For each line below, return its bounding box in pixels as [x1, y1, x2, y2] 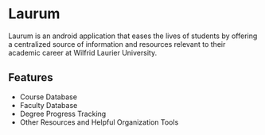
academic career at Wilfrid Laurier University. [8, 48, 158, 57]
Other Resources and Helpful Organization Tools [19, 117, 179, 127]
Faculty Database [19, 100, 78, 110]
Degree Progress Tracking [19, 109, 107, 118]
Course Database [19, 92, 78, 102]
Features [8, 71, 53, 84]
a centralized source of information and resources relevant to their [8, 39, 226, 48]
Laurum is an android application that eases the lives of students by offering [8, 31, 258, 40]
